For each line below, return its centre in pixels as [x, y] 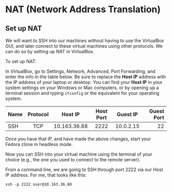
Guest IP [127, 114]
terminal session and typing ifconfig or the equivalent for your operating [82, 93]
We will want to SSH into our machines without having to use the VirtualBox [85, 40]
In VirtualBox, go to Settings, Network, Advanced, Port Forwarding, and [80, 71]
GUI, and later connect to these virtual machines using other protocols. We [84, 46]
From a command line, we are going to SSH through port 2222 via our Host [84, 169]
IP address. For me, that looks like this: [46, 175]
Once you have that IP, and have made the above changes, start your [78, 139]
